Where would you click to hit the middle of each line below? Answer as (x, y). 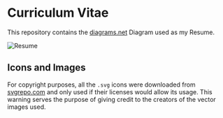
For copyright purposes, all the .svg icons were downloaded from (101, 84)
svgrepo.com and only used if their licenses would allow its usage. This (110, 91)
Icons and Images (46, 68)
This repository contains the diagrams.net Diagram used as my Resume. (111, 32)
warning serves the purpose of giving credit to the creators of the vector (112, 99)
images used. (27, 107)
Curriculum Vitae (58, 13)
